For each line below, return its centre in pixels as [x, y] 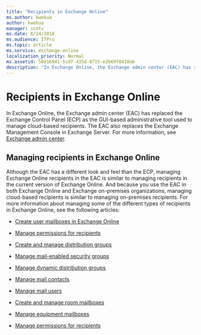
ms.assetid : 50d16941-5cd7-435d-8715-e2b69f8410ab [71, 62]
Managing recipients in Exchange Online [83, 157]
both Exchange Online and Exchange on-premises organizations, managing [99, 191]
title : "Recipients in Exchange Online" [57, 12]
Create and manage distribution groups [63, 245]
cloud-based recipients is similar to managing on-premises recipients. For [97, 197]
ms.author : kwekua [29, 17]
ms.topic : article [29, 45]
